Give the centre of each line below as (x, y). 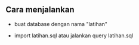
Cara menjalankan (40, 10)
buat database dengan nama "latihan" (61, 24)
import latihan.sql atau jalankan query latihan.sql (74, 36)
